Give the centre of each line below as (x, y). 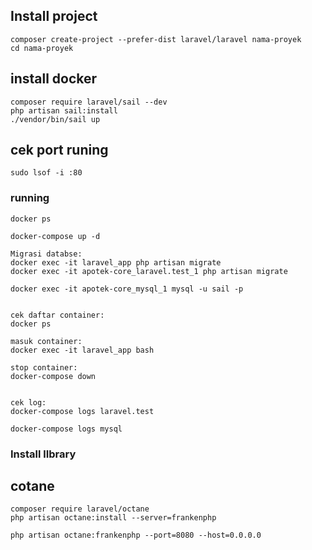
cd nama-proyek (42, 48)
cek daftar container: (57, 315)
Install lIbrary (43, 454)
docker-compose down (53, 376)
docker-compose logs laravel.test (82, 411)
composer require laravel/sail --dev (89, 102)
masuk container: (46, 341)
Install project (54, 16)
